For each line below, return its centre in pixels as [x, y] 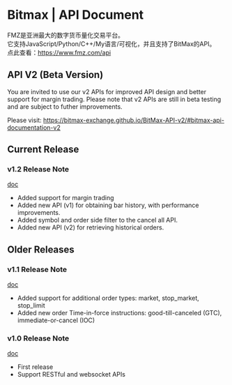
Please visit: [24, 120]
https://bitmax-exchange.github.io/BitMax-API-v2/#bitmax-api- [134, 120]
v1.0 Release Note [38, 338]
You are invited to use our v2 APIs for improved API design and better [107, 91]
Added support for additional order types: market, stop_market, [108, 298]
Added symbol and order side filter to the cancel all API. [98, 220]
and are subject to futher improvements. [65, 106]
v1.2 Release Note [38, 169]
